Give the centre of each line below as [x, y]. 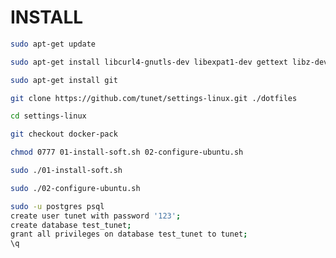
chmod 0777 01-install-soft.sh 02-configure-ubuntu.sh [127, 152]
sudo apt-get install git [64, 80]
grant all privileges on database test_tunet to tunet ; [129, 234]
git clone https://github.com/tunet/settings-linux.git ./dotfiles [154, 98]
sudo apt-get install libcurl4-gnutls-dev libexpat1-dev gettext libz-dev [169, 62]
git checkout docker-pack [64, 134]
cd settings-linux [48, 116]
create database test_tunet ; [71, 225]
